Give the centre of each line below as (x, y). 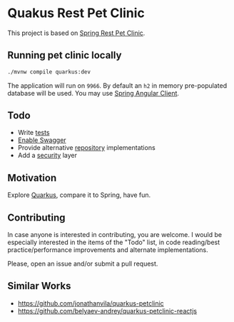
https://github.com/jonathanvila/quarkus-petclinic (91, 303)
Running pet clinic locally (65, 55)
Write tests (34, 133)
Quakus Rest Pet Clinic (76, 13)
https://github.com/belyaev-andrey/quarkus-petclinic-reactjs (107, 311)
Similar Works (39, 286)
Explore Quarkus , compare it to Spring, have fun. (79, 195)
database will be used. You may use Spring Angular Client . (93, 93)
